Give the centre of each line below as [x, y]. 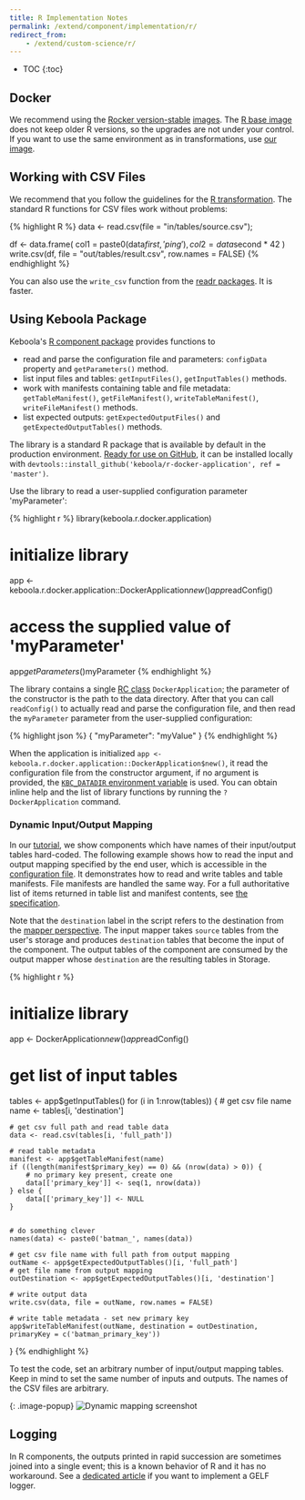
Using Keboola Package [78, 319]
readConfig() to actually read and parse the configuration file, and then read [152, 708]
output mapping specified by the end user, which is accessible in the [138, 864]
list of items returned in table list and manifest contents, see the [129, 893]
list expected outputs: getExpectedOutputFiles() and [122, 417]
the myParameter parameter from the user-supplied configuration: [131, 718]
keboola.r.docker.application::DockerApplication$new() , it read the [139, 763]
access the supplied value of [120, 627]
